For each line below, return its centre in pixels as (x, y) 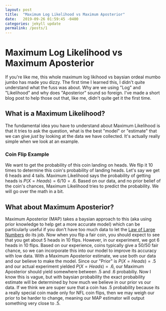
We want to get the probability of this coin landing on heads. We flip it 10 (79, 165)
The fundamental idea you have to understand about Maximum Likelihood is (83, 125)
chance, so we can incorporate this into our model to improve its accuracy (81, 250)
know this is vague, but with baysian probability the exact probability (75, 277)
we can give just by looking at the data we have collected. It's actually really (83, 136)
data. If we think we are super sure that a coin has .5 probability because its (83, 287)
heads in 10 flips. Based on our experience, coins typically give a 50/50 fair (82, 245)
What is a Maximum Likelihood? (55, 114)
